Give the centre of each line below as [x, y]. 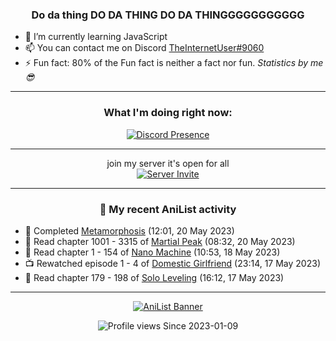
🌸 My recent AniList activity [168, 209]
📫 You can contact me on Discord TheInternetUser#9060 [144, 48]
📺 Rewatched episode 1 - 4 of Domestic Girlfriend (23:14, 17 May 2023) [172, 263]
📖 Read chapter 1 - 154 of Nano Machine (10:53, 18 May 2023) [152, 252]
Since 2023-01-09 [201, 325]
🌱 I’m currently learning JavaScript [96, 37]
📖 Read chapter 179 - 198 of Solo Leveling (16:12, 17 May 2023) [154, 277]
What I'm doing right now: [168, 113]
